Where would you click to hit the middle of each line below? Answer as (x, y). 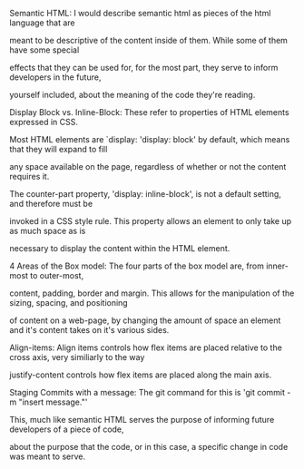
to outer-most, (57, 275)
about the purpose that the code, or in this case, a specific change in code (149, 447)
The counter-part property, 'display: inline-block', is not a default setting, (145, 194)
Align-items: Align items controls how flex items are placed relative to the (146, 347)
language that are (42, 23)
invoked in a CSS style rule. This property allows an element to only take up (151, 221)
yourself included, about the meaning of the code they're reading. (132, 95)
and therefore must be (51, 204)
